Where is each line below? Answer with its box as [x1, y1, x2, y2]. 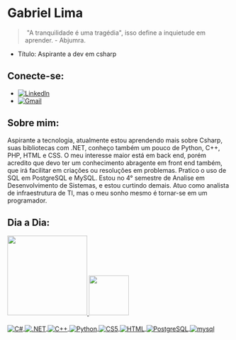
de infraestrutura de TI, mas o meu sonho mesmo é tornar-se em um [7, 188, 208, 197]
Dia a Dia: [7, 216, 50, 228]
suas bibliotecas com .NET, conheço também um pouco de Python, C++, [7, 143, 220, 152]
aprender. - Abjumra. [24, 35, 86, 44]
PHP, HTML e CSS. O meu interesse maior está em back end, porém [7, 151, 207, 159]
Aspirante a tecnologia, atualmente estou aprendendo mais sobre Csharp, [7, 136, 223, 144]
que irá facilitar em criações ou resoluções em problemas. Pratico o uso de [7, 166, 227, 174]
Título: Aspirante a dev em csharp [17, 50, 117, 58]
